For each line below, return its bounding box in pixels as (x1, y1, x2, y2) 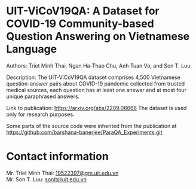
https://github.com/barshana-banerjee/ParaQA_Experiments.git (6, 129, 163, 136)
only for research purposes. (6, 111, 75, 118)
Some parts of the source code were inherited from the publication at (6, 122, 177, 129)
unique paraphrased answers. (6, 93, 80, 100)
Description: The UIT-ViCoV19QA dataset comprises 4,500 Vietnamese (6, 74, 180, 81)
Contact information (6, 150, 109, 163)
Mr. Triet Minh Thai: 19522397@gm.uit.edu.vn (6, 169, 119, 176)
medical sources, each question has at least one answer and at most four (6, 86, 187, 93)
